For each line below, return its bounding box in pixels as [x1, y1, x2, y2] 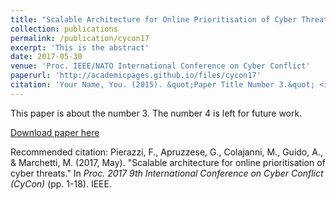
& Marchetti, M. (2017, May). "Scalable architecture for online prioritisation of [10, 156, 326, 168]
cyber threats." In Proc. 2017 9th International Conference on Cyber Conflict [10, 167, 324, 179]
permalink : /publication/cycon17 [10, 33, 150, 43]
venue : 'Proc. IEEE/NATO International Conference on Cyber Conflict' [10, 61, 311, 71]
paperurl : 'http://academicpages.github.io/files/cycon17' [10, 71, 262, 81]
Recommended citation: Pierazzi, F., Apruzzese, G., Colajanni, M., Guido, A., [10, 146, 323, 158]
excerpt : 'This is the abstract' [10, 42, 150, 53]
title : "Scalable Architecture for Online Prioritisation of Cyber [10, 14, 298, 25]
